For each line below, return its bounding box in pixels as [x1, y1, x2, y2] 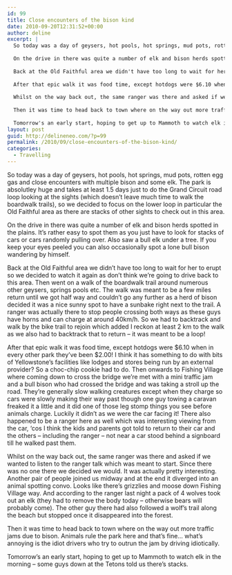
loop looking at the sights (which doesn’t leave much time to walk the [7, 192, 204, 201]
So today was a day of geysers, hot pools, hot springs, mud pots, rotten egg [7, 170, 224, 179]
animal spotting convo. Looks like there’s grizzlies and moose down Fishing [7, 482, 222, 490]
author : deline [7, 29, 51, 37]
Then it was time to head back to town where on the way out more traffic [7, 524, 214, 533]
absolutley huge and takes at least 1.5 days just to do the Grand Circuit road [7, 185, 222, 194]
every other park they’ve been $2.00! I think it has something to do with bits [7, 350, 223, 358]
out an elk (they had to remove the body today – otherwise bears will [7, 496, 202, 504]
